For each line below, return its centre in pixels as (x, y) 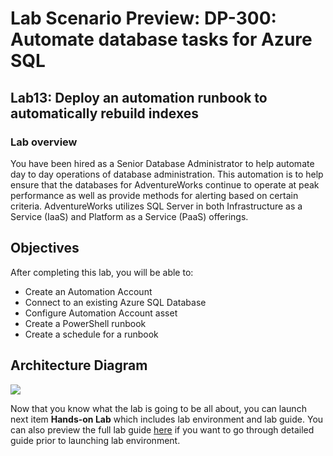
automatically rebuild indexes (104, 113)
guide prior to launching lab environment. (95, 440)
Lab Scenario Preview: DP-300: (143, 18)
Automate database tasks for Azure (161, 39)
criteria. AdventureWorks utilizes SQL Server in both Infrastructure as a (156, 206)
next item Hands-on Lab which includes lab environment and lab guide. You (167, 419)
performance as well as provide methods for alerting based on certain (154, 195)
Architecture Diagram (79, 365)
